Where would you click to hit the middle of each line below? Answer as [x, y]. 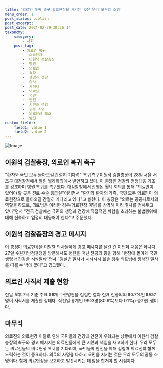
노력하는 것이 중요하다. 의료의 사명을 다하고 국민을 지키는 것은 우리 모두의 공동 [79, 354]
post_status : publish [27, 18]
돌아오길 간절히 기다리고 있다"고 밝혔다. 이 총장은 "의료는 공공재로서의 [92, 199]
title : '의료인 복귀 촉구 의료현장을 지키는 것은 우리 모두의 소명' [64, 9]
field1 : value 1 [30, 127]
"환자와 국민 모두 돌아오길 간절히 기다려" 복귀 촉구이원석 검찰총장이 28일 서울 [78, 175]
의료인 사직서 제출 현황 [37, 282]
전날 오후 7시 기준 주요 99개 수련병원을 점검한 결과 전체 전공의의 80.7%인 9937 [81, 294]
